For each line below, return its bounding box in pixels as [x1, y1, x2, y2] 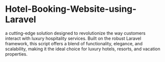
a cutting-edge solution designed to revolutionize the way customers [5, 30, 146, 36]
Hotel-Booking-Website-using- [5, 3, 137, 15]
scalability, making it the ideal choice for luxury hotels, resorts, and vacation [5, 46, 161, 52]
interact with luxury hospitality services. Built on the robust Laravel [5, 35, 141, 41]
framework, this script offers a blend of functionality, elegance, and [5, 40, 143, 46]
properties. [5, 51, 28, 57]
